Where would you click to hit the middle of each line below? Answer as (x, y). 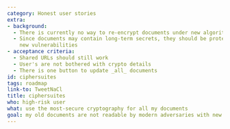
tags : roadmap (27, 83)
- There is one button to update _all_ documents (85, 70)
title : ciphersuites (37, 96)
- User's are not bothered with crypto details (82, 64)
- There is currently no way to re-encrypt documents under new (107, 32)
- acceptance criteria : (41, 52)
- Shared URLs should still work (61, 58)
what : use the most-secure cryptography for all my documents (98, 109)
